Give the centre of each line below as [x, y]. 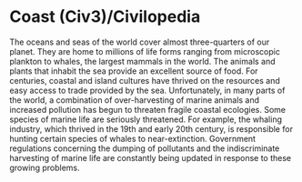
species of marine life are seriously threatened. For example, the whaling [146, 119]
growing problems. [45, 167]
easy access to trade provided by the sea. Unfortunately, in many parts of [147, 90]
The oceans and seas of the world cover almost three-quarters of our [140, 42]
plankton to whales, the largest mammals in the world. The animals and [142, 61]
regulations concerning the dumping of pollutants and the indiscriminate [145, 148]
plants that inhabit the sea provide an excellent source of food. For [134, 71]
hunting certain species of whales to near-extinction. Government [133, 138]
